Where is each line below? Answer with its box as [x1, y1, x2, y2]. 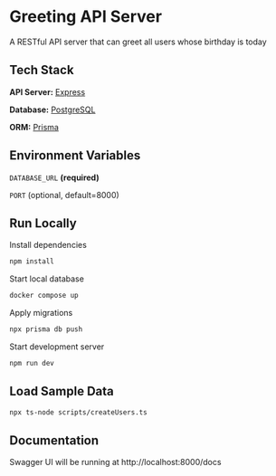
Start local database [9, 273, 84, 284]
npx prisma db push [9, 325, 83, 334]
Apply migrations [9, 308, 73, 319]
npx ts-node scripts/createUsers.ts [9, 407, 148, 417]
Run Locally [9, 215, 77, 231]
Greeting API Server [9, 6, 163, 27]
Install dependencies [9, 240, 88, 251]
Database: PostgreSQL [9, 104, 96, 115]
